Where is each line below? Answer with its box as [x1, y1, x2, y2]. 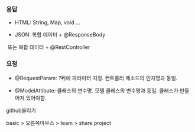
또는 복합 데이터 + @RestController [7, 44, 90, 51]
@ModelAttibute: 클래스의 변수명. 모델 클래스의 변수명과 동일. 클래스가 [14, 87, 178, 94]
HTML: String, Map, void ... [14, 19, 80, 26]
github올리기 [6, 107, 37, 114]
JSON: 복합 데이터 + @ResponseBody [14, 31, 106, 38]
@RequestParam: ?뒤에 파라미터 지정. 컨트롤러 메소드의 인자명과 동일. [14, 74, 178, 81]
